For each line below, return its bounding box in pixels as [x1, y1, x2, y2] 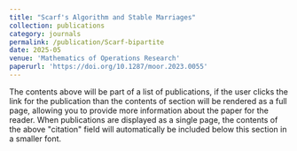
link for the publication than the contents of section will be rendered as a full [9, 95, 287, 106]
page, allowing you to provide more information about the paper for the [9, 105, 269, 116]
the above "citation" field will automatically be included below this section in [9, 124, 287, 134]
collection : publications [9, 21, 105, 30]
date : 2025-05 [9, 46, 62, 55]
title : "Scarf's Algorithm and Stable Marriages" [9, 12, 197, 22]
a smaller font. [9, 133, 62, 144]
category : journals [9, 29, 82, 38]
